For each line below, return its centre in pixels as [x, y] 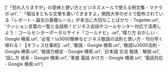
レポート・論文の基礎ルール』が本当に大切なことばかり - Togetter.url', [87, 20]
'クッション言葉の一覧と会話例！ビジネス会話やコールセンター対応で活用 [81, 26]
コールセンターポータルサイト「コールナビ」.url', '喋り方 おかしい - [88, 32]
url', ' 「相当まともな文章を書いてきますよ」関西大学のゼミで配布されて [85, 14]
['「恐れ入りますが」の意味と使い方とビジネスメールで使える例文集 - [77, 7]
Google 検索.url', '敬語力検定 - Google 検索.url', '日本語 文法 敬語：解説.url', [82, 51]
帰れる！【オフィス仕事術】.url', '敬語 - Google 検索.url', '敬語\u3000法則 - [82, 45]
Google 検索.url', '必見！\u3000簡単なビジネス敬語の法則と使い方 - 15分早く [84, 39]
